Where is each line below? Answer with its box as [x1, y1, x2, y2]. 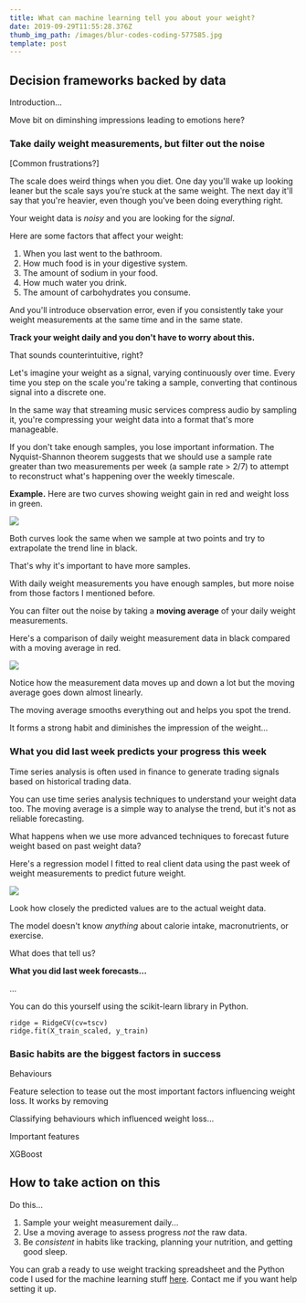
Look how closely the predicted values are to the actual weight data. [9, 902, 267, 913]
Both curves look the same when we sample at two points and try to [9, 533, 266, 544]
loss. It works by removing [9, 1095, 109, 1106]
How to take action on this [9, 1175, 161, 1191]
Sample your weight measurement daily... [22, 1216, 179, 1228]
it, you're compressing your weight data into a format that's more [9, 415, 254, 426]
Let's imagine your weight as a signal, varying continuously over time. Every [9, 367, 296, 379]
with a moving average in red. [9, 643, 121, 654]
